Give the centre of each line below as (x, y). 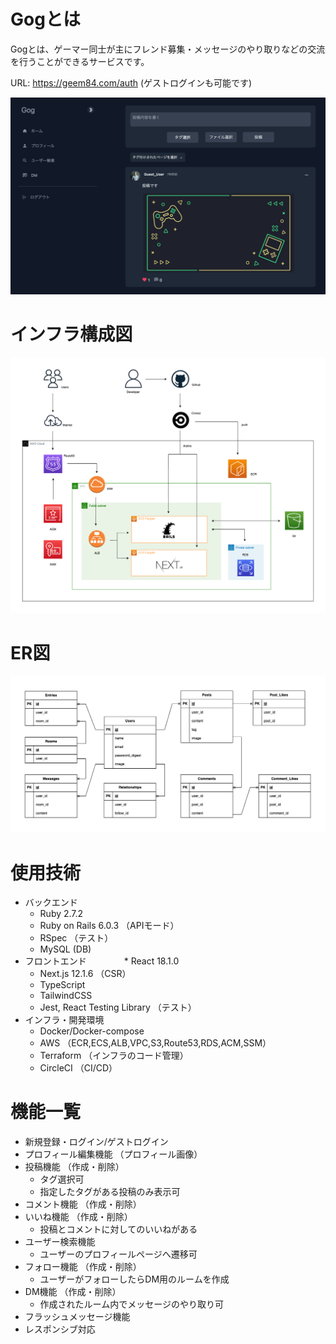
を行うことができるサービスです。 (80, 61)
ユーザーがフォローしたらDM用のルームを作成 (134, 1279)
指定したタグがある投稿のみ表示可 (110, 1192)
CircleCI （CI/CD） (78, 1068)
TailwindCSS (66, 996)
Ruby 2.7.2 (61, 914)
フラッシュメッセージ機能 (77, 1317)
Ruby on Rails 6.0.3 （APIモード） (109, 926)
